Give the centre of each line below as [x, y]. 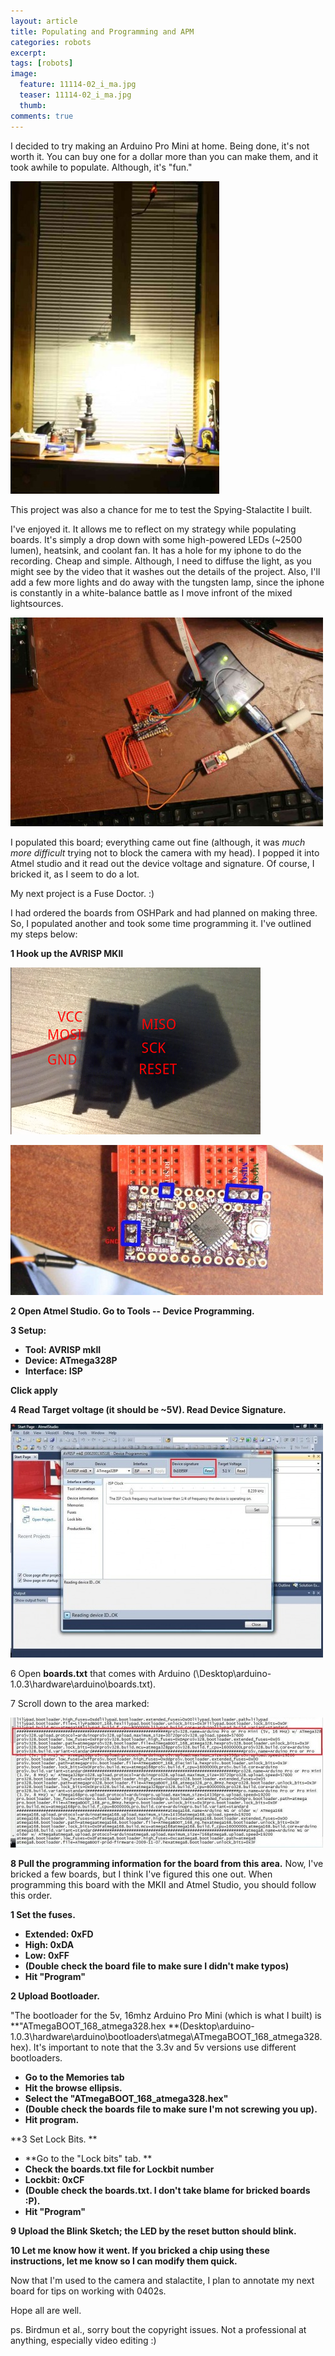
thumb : [33, 105]
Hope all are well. [46, 2310]
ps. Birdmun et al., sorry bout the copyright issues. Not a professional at [158, 2329]
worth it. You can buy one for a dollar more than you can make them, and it [164, 156]
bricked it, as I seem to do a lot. [75, 874]
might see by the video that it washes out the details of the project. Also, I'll [165, 571]
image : [24, 74]
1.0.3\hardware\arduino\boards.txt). [83, 1684]
